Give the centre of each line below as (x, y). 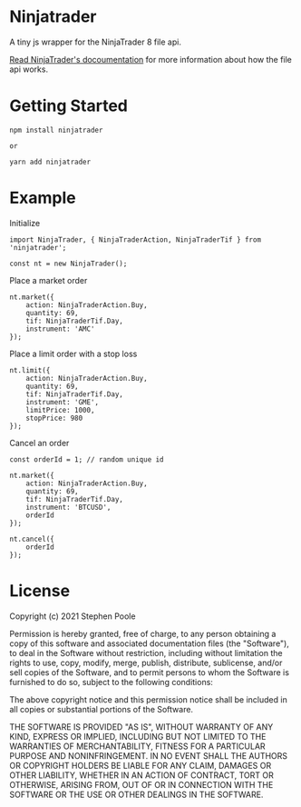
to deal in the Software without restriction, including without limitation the (146, 653)
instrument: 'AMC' (60, 329)
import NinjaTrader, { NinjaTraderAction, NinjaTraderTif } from (135, 239)
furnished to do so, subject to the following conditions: (111, 682)
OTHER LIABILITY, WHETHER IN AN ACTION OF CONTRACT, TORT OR (141, 775)
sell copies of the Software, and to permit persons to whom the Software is (150, 672)
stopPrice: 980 (54, 418)
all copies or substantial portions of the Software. (101, 709)
